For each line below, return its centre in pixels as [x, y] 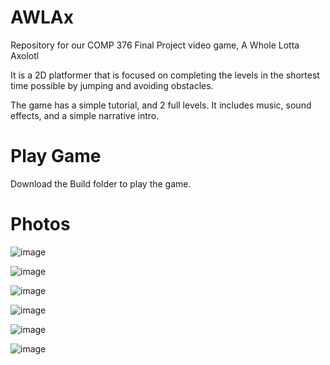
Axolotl [25, 55]
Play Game [56, 156]
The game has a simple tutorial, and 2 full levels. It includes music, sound [161, 105]
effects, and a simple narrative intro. [85, 115]
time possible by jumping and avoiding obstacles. [112, 85]
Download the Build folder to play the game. [101, 183]
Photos [40, 224]
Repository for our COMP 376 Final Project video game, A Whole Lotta [155, 45]
